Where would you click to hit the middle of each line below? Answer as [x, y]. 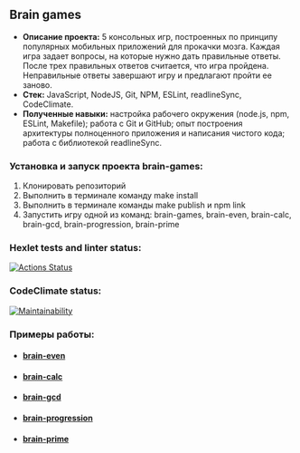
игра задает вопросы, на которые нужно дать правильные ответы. [152, 56]
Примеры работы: [52, 334]
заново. [37, 84]
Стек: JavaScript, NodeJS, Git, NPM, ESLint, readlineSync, [132, 94]
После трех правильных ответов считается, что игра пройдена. [145, 65]
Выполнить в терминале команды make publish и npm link [134, 205]
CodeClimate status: [56, 291]
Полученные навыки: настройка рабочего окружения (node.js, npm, [156, 113]
